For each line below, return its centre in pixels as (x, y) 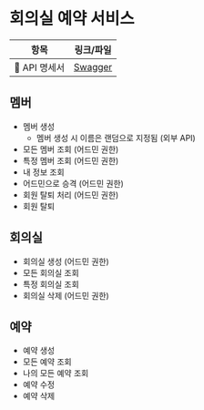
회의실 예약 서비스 (72, 19)
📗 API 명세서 (40, 67)
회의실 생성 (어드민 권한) (66, 261)
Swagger (93, 67)
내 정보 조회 (44, 172)
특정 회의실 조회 (51, 284)
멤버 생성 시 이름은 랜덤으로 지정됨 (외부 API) (116, 138)
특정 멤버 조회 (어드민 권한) (71, 160)
